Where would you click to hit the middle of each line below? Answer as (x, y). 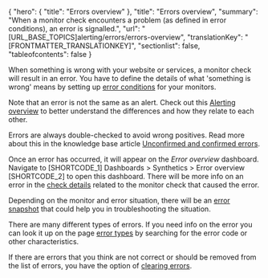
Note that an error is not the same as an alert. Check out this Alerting (122, 102)
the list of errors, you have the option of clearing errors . (100, 266)
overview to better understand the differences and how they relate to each (131, 111)
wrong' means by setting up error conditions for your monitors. (112, 87)
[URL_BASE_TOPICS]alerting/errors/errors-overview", (97, 37)
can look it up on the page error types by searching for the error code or (128, 233)
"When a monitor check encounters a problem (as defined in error (118, 20)
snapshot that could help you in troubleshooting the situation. (110, 209)
